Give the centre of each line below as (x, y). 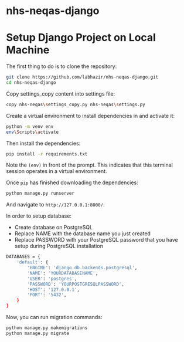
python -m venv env (30, 126)
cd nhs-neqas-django (31, 83)
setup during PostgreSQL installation (59, 246)
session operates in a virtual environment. (57, 171)
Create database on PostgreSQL (53, 228)
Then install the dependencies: (43, 143)
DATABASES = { (23, 257)
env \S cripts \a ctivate (33, 132)
